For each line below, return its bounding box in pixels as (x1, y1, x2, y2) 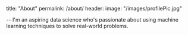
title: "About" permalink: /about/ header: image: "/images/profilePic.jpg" (6, 5, 183, 12)
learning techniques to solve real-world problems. (6, 23, 129, 29)
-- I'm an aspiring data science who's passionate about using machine (6, 16, 179, 23)
